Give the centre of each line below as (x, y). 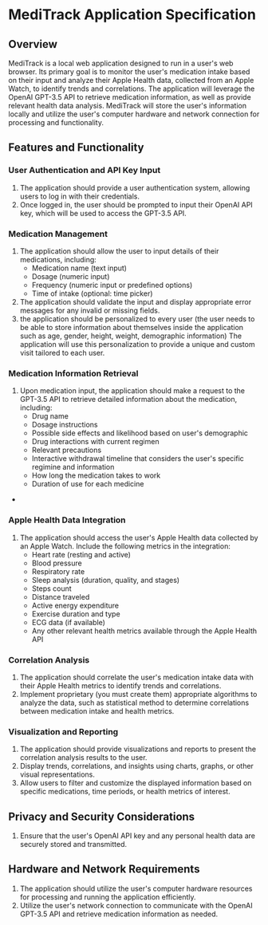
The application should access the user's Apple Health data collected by (139, 537)
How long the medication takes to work (96, 475)
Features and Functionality (76, 148)
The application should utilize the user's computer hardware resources (136, 888)
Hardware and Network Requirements (104, 870)
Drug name (50, 416)
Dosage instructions (65, 425)
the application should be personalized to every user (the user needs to (137, 319)
